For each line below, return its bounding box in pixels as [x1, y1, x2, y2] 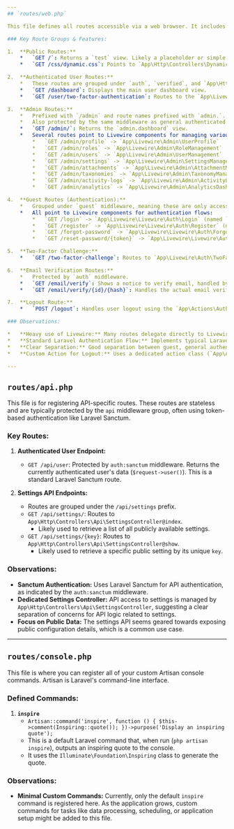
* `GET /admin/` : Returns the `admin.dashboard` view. [19, 125, 189, 133]
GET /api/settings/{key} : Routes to [27, 532, 131, 541]
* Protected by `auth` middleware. [19, 273, 130, 280]
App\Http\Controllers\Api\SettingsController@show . [27, 539, 180, 548]
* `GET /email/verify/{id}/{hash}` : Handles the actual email [19, 286, 210, 293]
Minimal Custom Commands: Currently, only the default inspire [17, 792, 204, 800]
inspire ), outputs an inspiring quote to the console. [27, 743, 175, 751]
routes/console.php [7, 652, 92, 662]
